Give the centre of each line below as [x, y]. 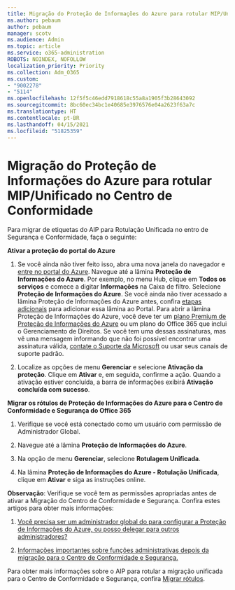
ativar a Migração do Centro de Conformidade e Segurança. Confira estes [114, 501]
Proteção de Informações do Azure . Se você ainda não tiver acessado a [122, 294]
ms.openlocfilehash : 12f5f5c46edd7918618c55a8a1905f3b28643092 [101, 99]
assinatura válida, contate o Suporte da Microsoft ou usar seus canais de [122, 346]
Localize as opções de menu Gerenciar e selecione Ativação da [110, 367]
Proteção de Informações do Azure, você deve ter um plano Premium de [122, 317]
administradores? [42, 537]
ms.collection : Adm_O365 [43, 72]
